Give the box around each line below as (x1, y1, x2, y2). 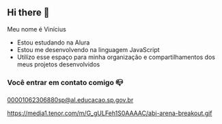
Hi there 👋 (7, 7, 50, 18)
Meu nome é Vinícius (7, 25, 66, 33)
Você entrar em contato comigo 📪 (7, 77, 124, 87)
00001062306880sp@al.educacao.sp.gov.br (7, 96, 134, 104)
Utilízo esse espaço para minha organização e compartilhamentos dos (16, 53, 215, 61)
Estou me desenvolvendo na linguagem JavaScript (16, 45, 160, 53)
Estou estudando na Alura (16, 38, 90, 47)
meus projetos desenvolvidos (16, 60, 100, 69)
